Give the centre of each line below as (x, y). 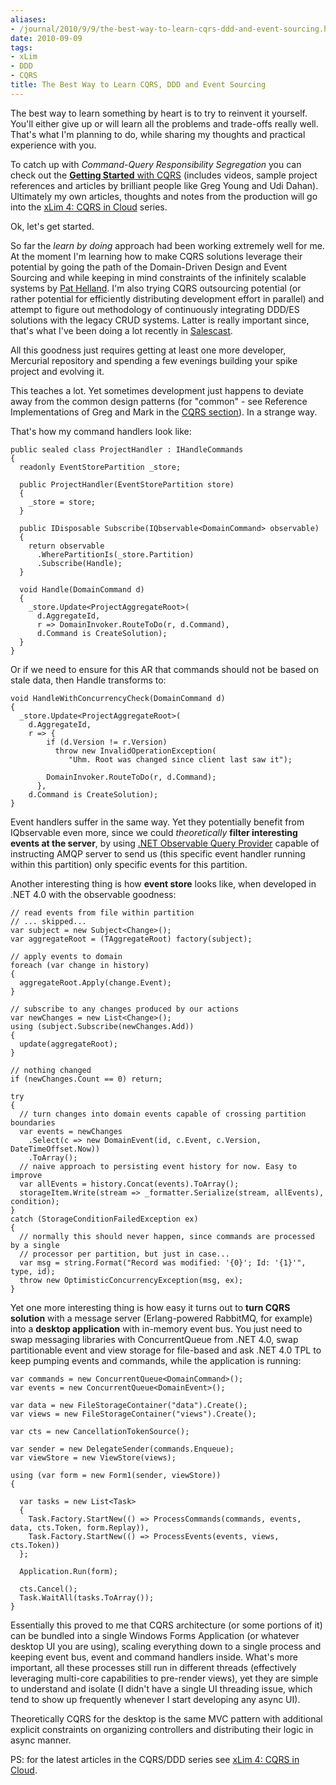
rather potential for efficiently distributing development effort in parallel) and (167, 298)
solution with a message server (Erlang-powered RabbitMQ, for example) (161, 1318)
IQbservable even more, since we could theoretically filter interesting (154, 832)
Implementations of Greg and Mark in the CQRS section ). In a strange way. (164, 412)
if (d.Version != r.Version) (107, 742)
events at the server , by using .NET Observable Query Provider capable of (165, 843)
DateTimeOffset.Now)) (55, 1149)
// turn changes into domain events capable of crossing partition (163, 1114)
